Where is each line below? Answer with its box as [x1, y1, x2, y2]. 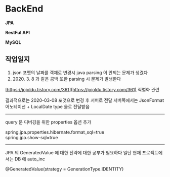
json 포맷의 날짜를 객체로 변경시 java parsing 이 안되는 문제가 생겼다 [12, 69, 148, 76]
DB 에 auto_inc [14, 156, 46, 162]
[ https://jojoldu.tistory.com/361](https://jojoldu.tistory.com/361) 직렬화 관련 [5, 86, 159, 92]
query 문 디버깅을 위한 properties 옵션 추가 [5, 119, 92, 125]
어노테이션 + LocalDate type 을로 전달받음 [5, 103, 90, 109]
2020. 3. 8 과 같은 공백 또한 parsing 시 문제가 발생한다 [12, 76, 121, 82]
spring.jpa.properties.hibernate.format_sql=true [5, 129, 105, 135]
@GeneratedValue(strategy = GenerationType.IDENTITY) [5, 166, 124, 172]
